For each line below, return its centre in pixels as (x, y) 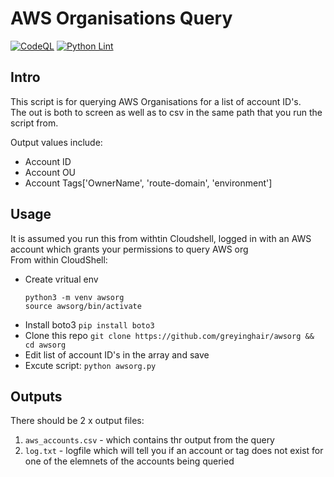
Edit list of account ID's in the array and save (117, 354)
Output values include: (56, 142)
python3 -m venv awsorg (74, 297)
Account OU (50, 172)
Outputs (36, 396)
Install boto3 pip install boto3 (89, 324)
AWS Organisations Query (121, 18)
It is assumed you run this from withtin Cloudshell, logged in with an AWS (161, 238)
